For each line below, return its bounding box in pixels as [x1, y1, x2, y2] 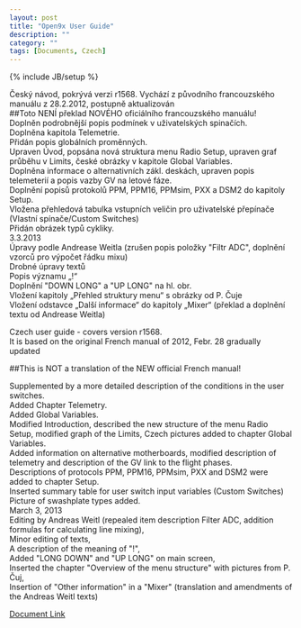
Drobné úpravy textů [9, 261, 85, 272]
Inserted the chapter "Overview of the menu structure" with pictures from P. [9, 562, 291, 573]
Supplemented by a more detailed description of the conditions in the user [9, 380, 285, 392]
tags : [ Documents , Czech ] [9, 47, 106, 56]
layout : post [9, 13, 58, 23]
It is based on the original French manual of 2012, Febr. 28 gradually [9, 336, 261, 347]
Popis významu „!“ [9, 271, 78, 282]
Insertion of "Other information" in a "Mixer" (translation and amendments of [9, 582, 293, 593]
